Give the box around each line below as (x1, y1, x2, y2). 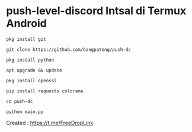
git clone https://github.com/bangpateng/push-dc (6, 46, 132, 53)
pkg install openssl (6, 78, 57, 83)
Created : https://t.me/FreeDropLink (6, 119, 94, 126)
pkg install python (6, 57, 55, 63)
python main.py (6, 108, 44, 115)
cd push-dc (6, 98, 33, 104)
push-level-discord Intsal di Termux (6, 4, 187, 18)
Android (6, 17, 47, 30)
